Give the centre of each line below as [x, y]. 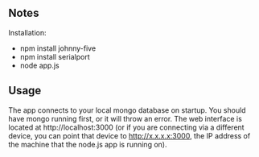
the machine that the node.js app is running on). [88, 144]
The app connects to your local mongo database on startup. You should [127, 110]
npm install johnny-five [58, 48]
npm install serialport [55, 56]
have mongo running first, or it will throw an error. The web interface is [125, 118]
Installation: [27, 32]
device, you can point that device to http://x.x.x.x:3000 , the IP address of [129, 135]
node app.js [39, 65]
